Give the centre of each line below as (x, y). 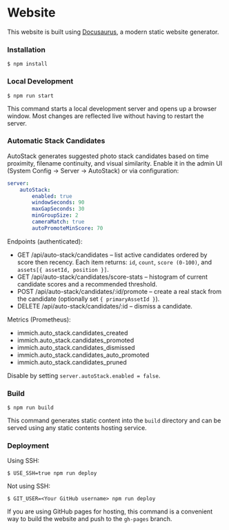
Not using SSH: (29, 486)
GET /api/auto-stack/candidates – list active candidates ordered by (112, 255)
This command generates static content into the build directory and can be (114, 421)
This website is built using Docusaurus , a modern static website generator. (113, 32)
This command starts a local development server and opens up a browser (112, 108)
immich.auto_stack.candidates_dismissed (76, 347)
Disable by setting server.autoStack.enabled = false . (84, 375)
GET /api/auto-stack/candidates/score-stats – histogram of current (112, 277)
